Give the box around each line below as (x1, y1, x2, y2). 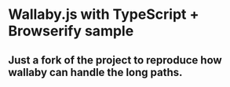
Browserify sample (8, 22, 134, 40)
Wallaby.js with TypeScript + (8, 5, 199, 24)
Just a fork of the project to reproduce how (8, 53, 222, 67)
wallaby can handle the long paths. (8, 65, 183, 79)
